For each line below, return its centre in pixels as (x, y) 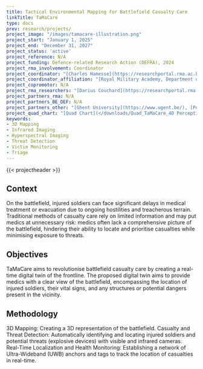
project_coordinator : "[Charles (47, 74)
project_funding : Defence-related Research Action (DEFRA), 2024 (90, 62)
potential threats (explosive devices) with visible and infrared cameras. (94, 341)
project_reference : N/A (36, 57)
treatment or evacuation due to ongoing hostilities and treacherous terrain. (99, 210)
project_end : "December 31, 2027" (50, 46)
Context (22, 188)
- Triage (17, 152)
